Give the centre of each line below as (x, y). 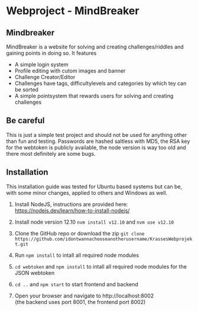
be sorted (26, 89)
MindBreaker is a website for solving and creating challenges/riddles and (95, 47)
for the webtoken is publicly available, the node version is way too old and (96, 147)
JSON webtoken (35, 273)
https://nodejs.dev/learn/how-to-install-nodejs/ (72, 210)
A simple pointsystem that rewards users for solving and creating (94, 96)
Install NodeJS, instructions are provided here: (71, 204)
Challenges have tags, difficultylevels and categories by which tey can (100, 83)
